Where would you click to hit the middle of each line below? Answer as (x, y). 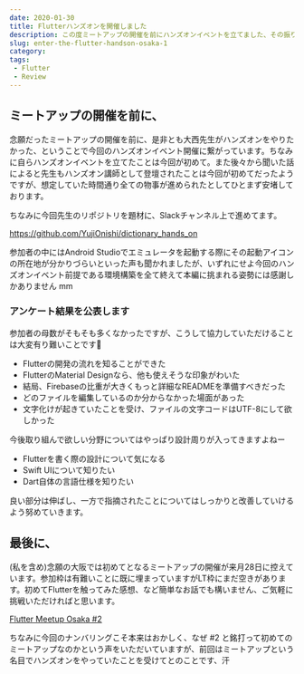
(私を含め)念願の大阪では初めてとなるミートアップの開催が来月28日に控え (148, 566)
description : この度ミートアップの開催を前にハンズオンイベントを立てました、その (147, 34)
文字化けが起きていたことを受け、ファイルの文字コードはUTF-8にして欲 (157, 409)
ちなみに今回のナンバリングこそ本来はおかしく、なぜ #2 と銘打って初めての (151, 637)
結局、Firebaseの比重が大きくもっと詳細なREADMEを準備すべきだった (154, 386)
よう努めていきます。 (49, 512)
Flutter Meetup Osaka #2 (56, 619)
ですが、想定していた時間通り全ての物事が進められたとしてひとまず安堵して (152, 184)
